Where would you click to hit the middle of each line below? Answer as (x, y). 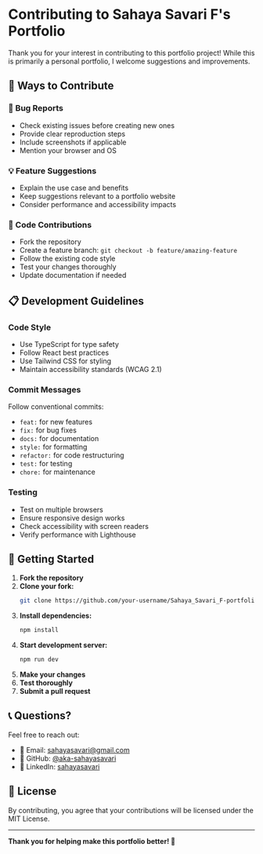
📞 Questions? (40, 716)
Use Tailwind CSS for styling (65, 361)
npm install (39, 630)
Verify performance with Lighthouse (77, 535)
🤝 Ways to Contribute (61, 86)
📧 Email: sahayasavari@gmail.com (75, 750)
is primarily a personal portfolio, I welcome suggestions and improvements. (129, 61)
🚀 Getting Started (51, 559)
